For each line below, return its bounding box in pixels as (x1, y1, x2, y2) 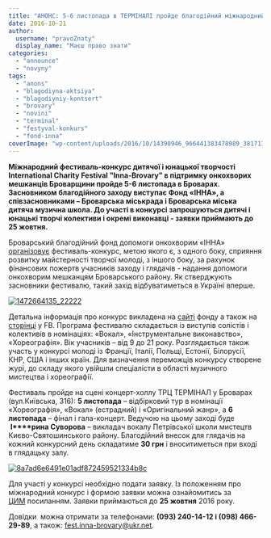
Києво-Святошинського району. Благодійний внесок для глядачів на (8, 430, 246, 440)
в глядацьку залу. (8, 448, 69, 457)
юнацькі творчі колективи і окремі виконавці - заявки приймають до (8, 213, 254, 223)
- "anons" (15, 79, 48, 87)
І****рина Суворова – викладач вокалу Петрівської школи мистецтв (10, 422, 252, 431)
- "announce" (15, 57, 60, 65)
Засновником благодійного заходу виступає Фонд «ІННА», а (8, 187, 224, 197)
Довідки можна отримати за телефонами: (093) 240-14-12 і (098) (8, 511, 238, 521)
